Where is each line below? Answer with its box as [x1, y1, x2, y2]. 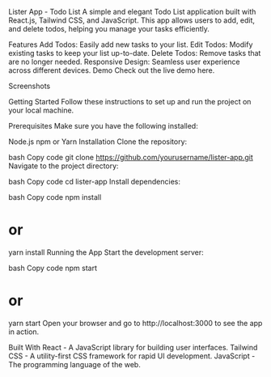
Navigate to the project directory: [8, 161, 119, 171]
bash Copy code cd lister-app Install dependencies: [8, 177, 180, 186]
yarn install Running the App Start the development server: [8, 247, 204, 257]
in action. [8, 327, 40, 337]
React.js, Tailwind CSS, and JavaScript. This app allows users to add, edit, [8, 15, 256, 25]
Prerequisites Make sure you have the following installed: [8, 121, 198, 130]
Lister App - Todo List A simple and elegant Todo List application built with [8, 7, 256, 16]
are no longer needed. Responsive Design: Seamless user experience [8, 57, 240, 66]
